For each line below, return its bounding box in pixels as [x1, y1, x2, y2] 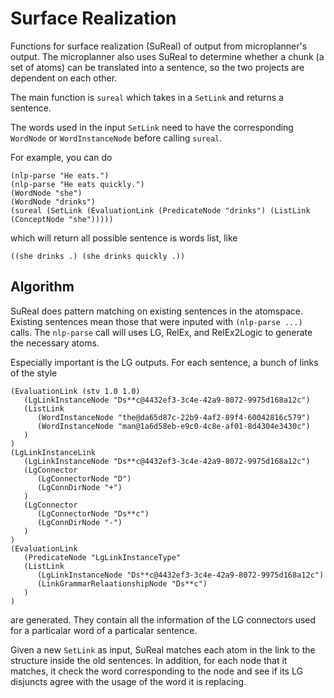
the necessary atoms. [10, 337, 100, 349]
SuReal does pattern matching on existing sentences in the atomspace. [10, 305, 303, 317]
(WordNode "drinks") [10, 197, 97, 207]
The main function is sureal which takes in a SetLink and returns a [10, 91, 284, 103]
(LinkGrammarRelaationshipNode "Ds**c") [36, 578, 208, 589]
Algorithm [10, 278, 75, 296]
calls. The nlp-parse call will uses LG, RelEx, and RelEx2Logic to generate [10, 326, 313, 338]
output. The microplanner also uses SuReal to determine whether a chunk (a [10, 50, 325, 62]
